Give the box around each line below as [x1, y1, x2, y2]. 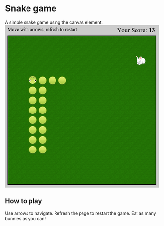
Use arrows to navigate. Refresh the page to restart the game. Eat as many [5, 210, 156, 216]
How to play [5, 197, 42, 205]
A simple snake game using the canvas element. [5, 19, 103, 25]
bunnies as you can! [5, 215, 46, 221]
